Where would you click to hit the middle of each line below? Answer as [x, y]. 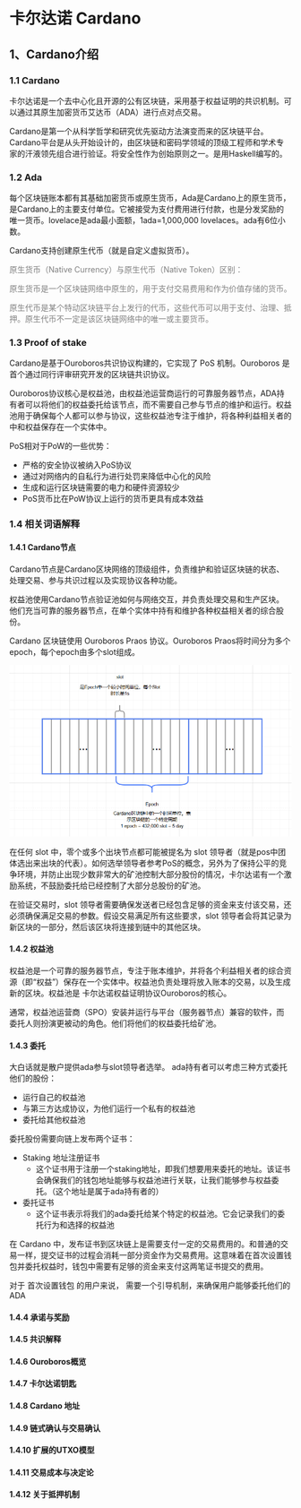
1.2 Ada [26, 177]
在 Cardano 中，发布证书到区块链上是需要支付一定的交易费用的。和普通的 [145, 1244]
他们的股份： [33, 1078]
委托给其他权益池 [54, 1120]
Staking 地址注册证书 [61, 1158]
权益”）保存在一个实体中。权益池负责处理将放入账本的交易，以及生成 [163, 981]
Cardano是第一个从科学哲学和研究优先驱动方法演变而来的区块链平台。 [139, 131]
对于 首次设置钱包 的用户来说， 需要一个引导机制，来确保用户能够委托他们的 [150, 1286]
